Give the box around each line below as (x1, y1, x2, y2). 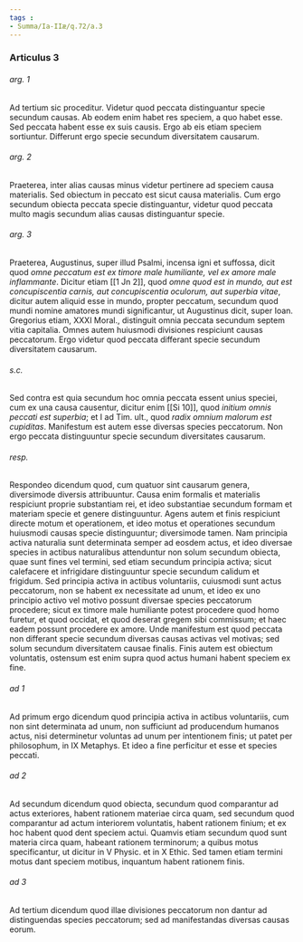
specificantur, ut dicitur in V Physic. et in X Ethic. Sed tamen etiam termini (9, 846, 283, 857)
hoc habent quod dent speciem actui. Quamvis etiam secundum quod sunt (9, 827, 288, 838)
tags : (9, 13, 34, 23)
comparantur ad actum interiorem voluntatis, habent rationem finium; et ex (9, 817, 287, 828)
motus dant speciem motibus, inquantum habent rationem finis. (9, 856, 245, 867)
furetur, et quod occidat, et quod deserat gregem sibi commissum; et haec (9, 614, 287, 625)
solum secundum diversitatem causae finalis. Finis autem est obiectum (9, 643, 273, 654)
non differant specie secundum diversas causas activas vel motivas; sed (9, 633, 280, 644)
